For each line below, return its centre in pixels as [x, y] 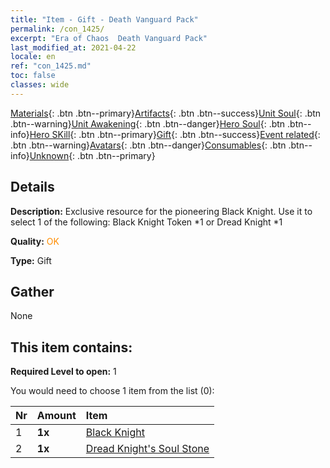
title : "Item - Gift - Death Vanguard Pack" [104, 19]
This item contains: [71, 347]
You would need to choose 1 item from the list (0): [112, 391]
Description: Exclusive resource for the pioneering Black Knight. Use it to [161, 211]
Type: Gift [31, 260]
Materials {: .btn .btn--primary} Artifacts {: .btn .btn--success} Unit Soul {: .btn [166, 113]
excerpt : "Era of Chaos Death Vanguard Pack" [109, 38]
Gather [32, 291]
